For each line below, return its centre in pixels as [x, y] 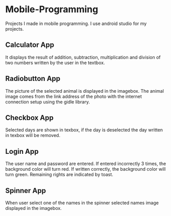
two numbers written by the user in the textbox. [55, 63]
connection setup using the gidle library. [48, 102]
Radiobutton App [33, 79]
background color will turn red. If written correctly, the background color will [86, 169]
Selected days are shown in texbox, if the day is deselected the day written [84, 130]
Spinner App [26, 190]
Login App [22, 151]
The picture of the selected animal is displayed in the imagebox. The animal [85, 91]
